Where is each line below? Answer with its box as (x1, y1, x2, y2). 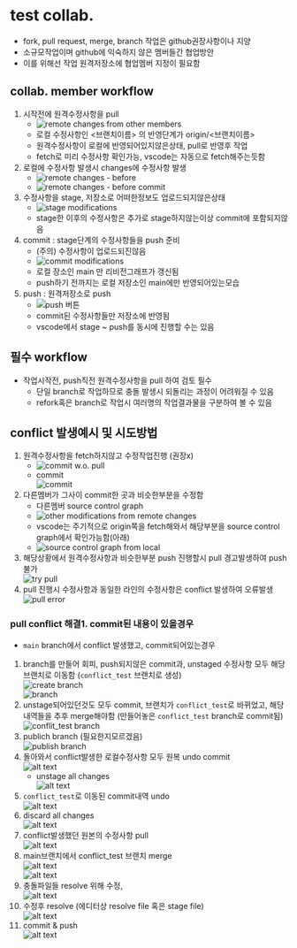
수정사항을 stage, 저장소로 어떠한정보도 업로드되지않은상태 (22, 192, 226, 203)
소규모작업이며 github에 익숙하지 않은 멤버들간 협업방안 (22, 46, 215, 57)
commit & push (22, 920, 79, 930)
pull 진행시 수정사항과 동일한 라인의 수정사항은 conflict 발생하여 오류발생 (22, 585, 273, 595)
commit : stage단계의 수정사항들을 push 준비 (22, 234, 180, 245)
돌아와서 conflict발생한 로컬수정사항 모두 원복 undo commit (22, 751, 231, 761)
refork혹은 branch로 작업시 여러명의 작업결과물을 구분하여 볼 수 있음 (35, 397, 273, 408)
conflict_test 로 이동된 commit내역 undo (22, 791, 171, 801)
